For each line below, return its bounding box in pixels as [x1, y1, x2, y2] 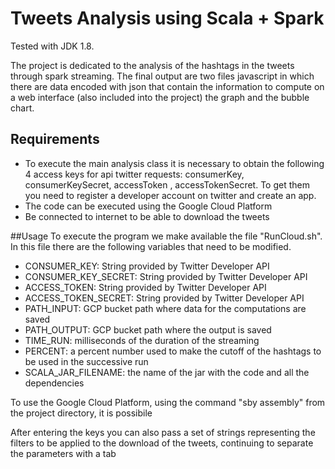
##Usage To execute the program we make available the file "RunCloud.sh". [10, 230, 323, 242]
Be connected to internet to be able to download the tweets [24, 210, 270, 222]
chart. [10, 102, 35, 114]
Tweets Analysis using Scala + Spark [10, 7, 325, 30]
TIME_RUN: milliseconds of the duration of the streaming [24, 334, 260, 346]
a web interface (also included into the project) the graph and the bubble [10, 91, 310, 103]
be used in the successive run [24, 355, 149, 367]
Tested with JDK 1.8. [10, 40, 95, 52]
